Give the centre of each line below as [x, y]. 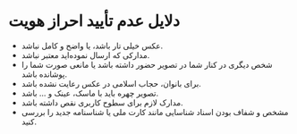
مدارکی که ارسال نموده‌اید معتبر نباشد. [85, 54]
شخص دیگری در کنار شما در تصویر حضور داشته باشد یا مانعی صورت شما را [147, 64]
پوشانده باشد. [44, 74]
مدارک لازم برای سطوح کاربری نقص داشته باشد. [102, 102]
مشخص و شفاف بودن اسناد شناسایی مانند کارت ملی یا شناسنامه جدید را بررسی [155, 112]
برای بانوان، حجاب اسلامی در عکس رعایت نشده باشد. [111, 83]
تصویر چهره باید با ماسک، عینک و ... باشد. [89, 93]
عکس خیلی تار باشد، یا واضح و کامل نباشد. [92, 46]
